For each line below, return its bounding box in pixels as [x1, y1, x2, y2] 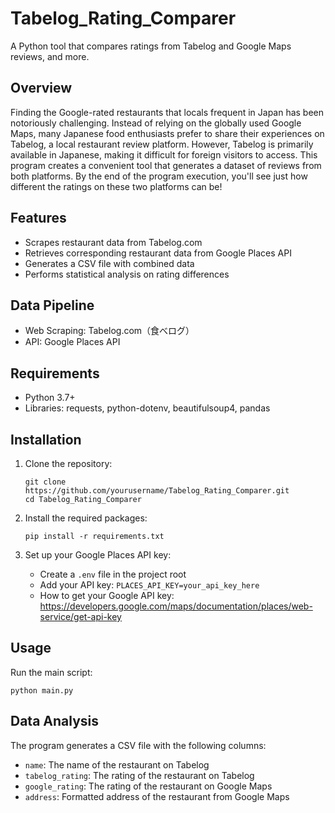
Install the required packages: [24, 512, 148, 524]
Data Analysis [10, 713, 100, 730]
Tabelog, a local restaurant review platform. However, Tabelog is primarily [10, 138, 314, 150]
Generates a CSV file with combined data [24, 257, 195, 269]
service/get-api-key [39, 611, 122, 622]
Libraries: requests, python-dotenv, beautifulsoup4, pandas [24, 402, 271, 414]
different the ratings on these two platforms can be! [10, 180, 223, 192]
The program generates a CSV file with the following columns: [10, 739, 267, 751]
